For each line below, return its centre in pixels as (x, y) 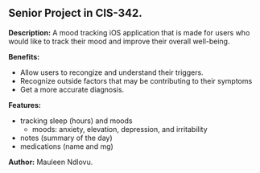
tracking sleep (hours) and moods (76, 121)
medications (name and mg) (67, 146)
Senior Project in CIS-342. (75, 13)
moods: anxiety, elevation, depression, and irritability (120, 129)
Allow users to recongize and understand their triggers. (111, 72)
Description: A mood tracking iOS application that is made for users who (129, 32)
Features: (25, 105)
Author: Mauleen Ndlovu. (51, 162)
